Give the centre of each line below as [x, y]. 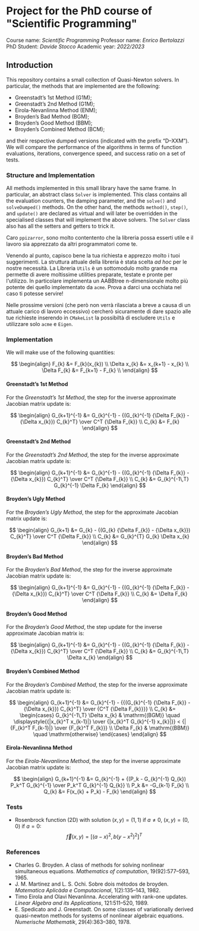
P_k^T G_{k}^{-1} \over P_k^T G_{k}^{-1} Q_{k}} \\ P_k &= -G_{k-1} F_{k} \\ [100, 785]
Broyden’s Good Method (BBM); [54, 123]
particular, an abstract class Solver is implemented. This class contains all [97, 194]
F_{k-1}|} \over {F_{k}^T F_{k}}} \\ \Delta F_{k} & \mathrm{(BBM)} [111, 728]
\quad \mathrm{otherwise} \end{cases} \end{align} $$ [100, 734]
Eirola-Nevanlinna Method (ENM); [56, 110]
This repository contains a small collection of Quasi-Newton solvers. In [93, 79]
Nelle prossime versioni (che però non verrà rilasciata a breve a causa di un [99, 305]
